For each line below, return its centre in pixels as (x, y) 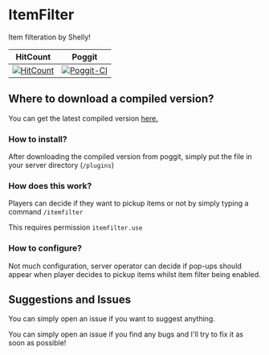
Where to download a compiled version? (111, 99)
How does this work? (50, 186)
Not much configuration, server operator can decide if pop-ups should (125, 266)
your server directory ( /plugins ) (61, 165)
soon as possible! (37, 343)
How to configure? (45, 248)
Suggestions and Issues (69, 300)
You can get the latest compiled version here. (84, 118)
